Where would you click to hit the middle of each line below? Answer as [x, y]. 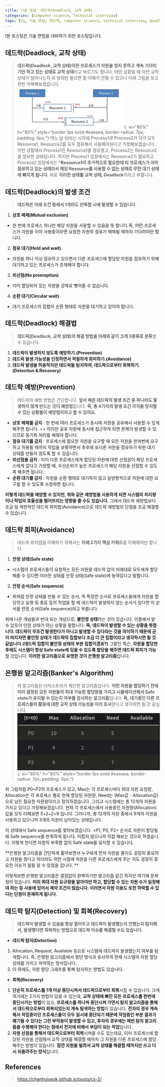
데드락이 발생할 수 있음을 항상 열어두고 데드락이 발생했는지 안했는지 [81, 924]
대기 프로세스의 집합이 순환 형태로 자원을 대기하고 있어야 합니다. [73, 306]
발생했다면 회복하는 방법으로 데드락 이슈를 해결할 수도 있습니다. [83, 930]
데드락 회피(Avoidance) [40, 530]
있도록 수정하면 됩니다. [53, 484]
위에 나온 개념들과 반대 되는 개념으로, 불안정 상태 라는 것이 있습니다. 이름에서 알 [80, 619]
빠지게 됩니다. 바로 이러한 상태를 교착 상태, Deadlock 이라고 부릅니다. [88, 175]
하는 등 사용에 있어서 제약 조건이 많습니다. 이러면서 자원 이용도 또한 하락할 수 [82, 888]
